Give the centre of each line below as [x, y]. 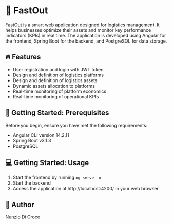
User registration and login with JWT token [58, 69]
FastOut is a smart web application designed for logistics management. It [83, 25]
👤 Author [20, 205]
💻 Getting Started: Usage [47, 163]
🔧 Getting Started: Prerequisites [57, 113]
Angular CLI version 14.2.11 [41, 135]
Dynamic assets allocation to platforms [54, 86]
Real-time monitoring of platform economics [60, 91]
